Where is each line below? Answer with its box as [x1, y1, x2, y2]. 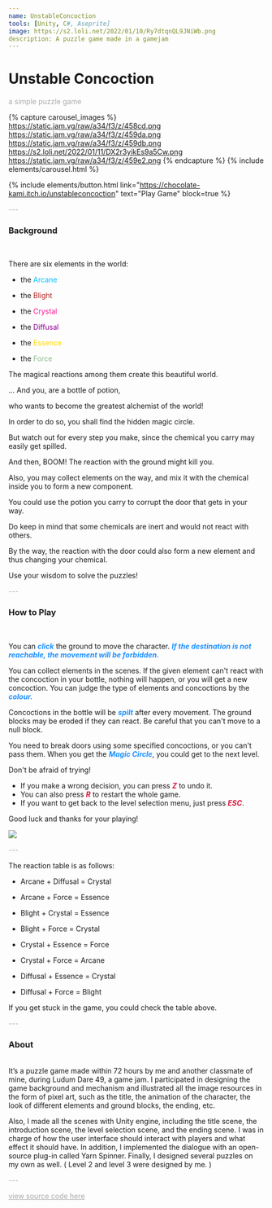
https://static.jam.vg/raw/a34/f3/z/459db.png [8, 138, 162, 148]
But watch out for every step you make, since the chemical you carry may [8, 433, 256, 442]
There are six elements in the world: [8, 259, 128, 269]
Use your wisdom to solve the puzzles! [8, 571, 138, 581]
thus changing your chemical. [8, 555, 108, 564]
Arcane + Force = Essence [19, 892, 110, 902]
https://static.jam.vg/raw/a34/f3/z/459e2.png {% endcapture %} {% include [8, 156, 264, 165]
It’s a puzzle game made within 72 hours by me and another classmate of [8, 1066, 253, 1076]
